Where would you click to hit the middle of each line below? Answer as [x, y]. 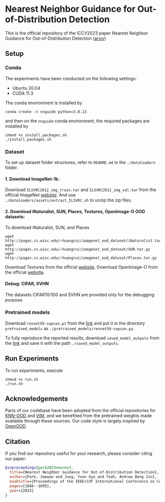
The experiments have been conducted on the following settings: [71, 78]
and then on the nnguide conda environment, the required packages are [77, 121]
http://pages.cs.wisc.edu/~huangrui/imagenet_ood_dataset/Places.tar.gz [81, 258]
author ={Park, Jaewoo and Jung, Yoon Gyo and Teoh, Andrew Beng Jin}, [83, 477]
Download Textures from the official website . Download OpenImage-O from [82, 267]
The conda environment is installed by [44, 103]
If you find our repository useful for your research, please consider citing [79, 453]
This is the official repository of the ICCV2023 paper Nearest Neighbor [77, 33]
